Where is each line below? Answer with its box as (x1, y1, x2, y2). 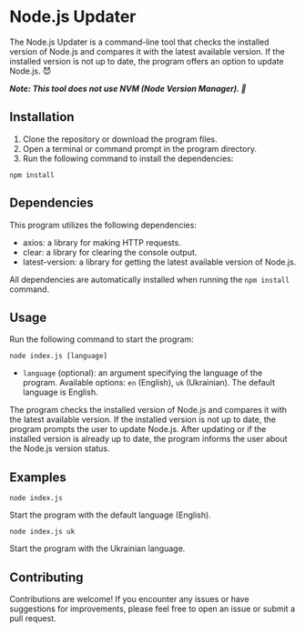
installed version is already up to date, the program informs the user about (9, 434, 289, 445)
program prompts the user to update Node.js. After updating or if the (9, 424, 267, 435)
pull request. (9, 613, 56, 624)
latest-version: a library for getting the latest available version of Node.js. (22, 256, 297, 267)
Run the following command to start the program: (9, 334, 194, 345)
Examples (9, 469, 66, 485)
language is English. (22, 387, 98, 397)
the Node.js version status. (9, 443, 110, 454)
